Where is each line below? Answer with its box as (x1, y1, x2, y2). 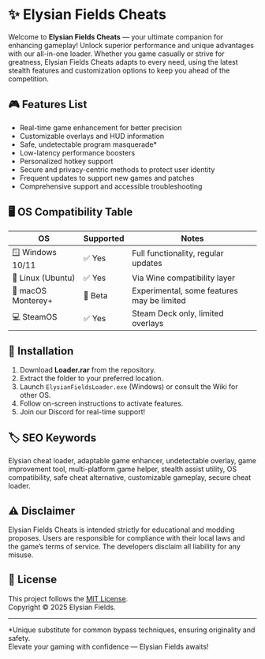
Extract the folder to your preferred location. (19, 373, 164, 384)
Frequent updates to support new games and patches (19, 173, 195, 182)
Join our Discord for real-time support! (19, 407, 146, 417)
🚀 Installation (8, 344, 74, 358)
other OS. (19, 391, 51, 400)
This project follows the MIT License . (8, 593, 129, 603)
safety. (8, 633, 31, 642)
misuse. (8, 550, 34, 560)
